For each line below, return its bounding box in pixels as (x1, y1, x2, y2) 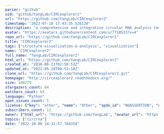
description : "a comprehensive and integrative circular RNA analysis (5, 26, 152, 30)
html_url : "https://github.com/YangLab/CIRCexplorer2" (5, 57, 119, 62)
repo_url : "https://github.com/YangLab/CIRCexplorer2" (5, 35, 119, 40)
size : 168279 (5, 80, 32, 85)
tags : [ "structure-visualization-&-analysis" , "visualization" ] (5, 44, 139, 49)
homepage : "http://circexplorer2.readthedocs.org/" (5, 76, 112, 80)
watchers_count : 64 (5, 89, 45, 94)
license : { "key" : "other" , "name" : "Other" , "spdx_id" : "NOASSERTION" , (5, 103, 154, 108)
